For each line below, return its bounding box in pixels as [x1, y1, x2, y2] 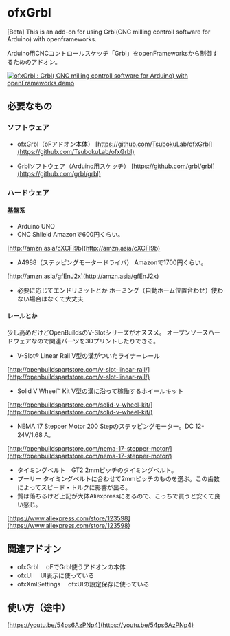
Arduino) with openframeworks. [7, 34, 97, 43]
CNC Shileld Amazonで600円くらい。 [16, 230, 124, 238]
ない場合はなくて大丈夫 [16, 295, 84, 303]
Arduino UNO [16, 222, 56, 230]
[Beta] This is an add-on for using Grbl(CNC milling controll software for [7, 28, 211, 36]
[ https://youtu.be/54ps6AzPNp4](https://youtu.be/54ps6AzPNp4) [7, 621, 194, 629]
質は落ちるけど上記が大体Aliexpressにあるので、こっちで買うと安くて [16, 491, 215, 500]
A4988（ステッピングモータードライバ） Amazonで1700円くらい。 [16, 258, 207, 266]
